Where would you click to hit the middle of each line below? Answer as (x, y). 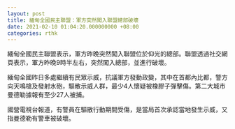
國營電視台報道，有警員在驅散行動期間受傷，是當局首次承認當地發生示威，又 (117, 109)
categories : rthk (33, 33)
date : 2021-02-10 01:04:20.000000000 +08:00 (73, 26)
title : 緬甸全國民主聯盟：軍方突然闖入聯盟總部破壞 (73, 20)
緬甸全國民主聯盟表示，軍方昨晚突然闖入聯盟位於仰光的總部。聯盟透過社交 (114, 54)
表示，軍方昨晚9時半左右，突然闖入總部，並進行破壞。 (92, 63)
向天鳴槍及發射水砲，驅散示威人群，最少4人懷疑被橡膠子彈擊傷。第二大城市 (116, 86)
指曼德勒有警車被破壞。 (41, 119)
